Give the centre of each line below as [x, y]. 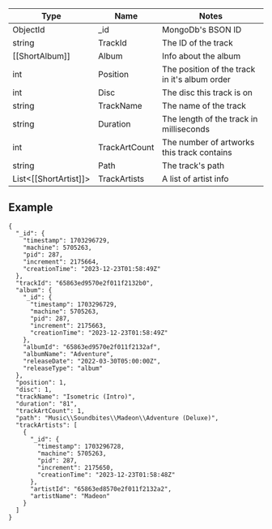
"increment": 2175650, [76, 467]
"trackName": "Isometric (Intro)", [76, 397]
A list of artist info [195, 179]
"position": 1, [41, 382]
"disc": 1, [34, 389]
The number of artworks [208, 142]
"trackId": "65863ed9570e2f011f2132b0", [85, 283]
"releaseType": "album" [63, 368]
